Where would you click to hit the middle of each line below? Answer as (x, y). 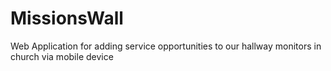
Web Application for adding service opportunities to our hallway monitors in (166, 46)
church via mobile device (62, 56)
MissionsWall (67, 18)
